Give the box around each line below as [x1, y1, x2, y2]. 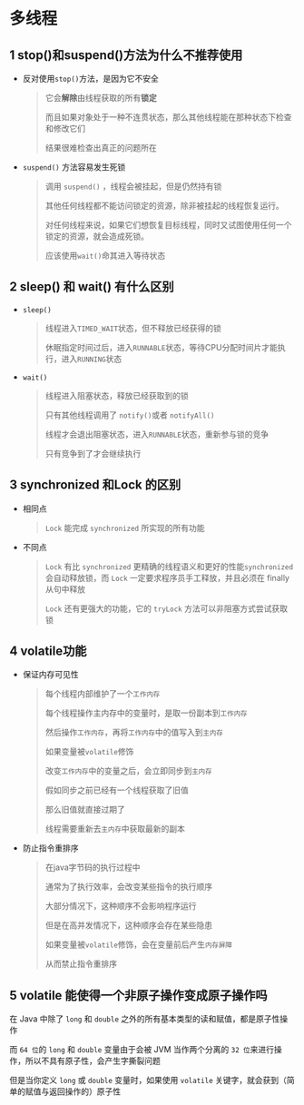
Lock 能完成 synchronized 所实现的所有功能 [44, 522, 205, 533]
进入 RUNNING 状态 [61, 353, 123, 364]
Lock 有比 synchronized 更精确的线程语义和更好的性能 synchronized [44, 560, 293, 572]
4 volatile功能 [9, 644, 87, 659]
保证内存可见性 [22, 669, 79, 680]
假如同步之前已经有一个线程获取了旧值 [44, 784, 189, 795]
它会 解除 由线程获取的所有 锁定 [44, 93, 157, 103]
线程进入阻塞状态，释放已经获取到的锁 [44, 390, 189, 400]
